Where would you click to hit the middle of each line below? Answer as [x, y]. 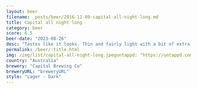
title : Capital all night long [44, 22]
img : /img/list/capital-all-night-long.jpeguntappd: [72, 55]
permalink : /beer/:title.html [43, 50]
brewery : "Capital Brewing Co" [44, 66]
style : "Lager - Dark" [34, 77]
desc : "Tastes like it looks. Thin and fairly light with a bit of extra [98, 44]
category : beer [25, 28]
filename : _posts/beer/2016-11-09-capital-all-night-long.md [82, 17]
